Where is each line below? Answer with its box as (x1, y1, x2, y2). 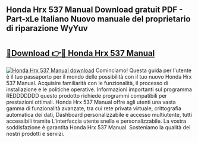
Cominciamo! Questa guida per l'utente (95, 67, 192, 74)
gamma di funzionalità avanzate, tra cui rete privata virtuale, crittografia (6, 105, 181, 112)
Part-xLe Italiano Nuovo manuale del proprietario (6, 14, 191, 24)
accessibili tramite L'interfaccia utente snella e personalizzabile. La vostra (6, 117, 186, 125)
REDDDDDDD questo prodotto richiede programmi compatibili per (6, 92, 168, 99)
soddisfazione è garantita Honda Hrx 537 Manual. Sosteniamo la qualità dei (6, 124, 191, 130)
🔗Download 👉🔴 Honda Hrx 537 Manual (6, 48, 155, 58)
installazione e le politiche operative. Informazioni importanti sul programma (6, 86, 192, 93)
